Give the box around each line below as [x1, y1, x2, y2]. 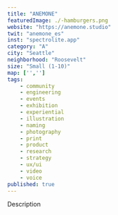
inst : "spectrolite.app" [7, 37, 80, 44]
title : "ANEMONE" [7, 10, 58, 18]
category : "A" [7, 43, 49, 50]
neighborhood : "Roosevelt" [7, 56, 86, 63]
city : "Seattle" [7, 50, 55, 57]
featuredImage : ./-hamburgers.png [7, 17, 109, 24]
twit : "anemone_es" [7, 30, 65, 37]
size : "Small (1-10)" [7, 63, 71, 70]
